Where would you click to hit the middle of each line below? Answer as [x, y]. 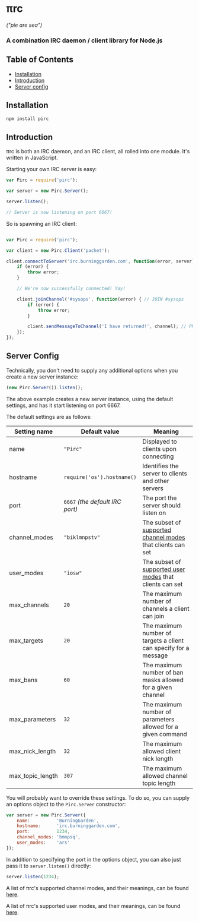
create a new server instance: [42, 377]
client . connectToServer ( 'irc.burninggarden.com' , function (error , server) [100, 261]
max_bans [23, 680]
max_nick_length [33, 751]
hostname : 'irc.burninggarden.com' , [68, 826]
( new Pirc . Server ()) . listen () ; [45, 387]
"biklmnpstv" [82, 537]
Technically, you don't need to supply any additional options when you [92, 370]
